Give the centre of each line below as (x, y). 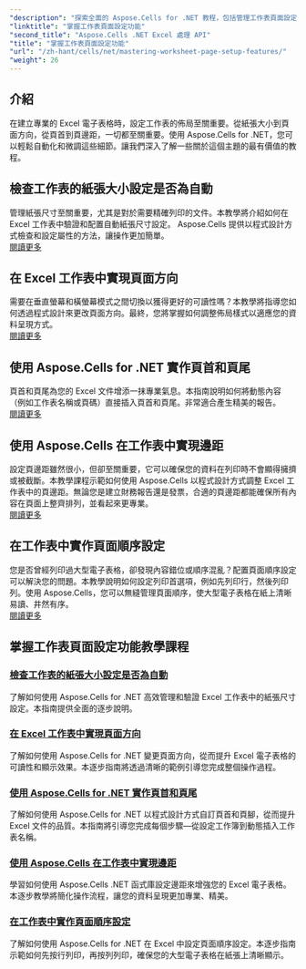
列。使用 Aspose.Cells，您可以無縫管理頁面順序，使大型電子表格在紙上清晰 (151, 593)
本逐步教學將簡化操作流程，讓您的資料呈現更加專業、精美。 (121, 896)
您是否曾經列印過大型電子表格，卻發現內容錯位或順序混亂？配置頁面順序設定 (153, 570)
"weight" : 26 (34, 60)
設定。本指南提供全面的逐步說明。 (73, 708)
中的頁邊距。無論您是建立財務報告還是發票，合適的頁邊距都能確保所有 (157, 492)
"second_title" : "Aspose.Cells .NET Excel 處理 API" (110, 35)
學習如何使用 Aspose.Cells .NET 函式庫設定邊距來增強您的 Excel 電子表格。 (150, 884)
